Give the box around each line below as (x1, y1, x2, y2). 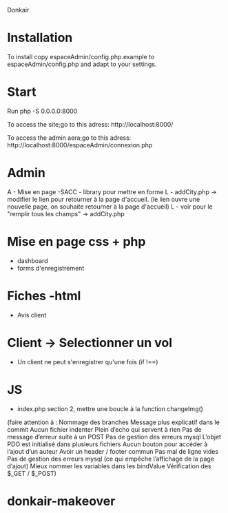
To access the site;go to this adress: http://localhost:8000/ (7, 120, 174, 128)
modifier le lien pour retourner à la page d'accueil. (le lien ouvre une (7, 195, 200, 203)
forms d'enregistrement (17, 264, 85, 272)
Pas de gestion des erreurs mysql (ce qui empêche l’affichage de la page (7, 454, 215, 463)
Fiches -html (7, 288, 81, 304)
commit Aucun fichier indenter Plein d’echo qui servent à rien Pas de (7, 425, 202, 433)
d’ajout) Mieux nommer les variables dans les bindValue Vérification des (7, 461, 211, 470)
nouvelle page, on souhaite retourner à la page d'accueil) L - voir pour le (7, 202, 214, 211)
